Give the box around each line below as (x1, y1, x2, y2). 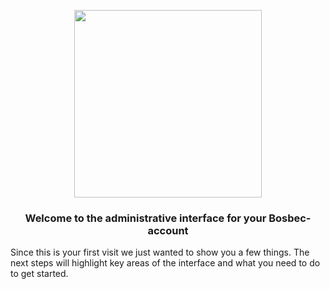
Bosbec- (268, 211, 312, 225)
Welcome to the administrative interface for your (24, 211, 267, 225)
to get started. (10, 268, 69, 280)
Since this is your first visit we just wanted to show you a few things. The (10, 246, 310, 259)
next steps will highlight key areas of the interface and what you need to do (10, 257, 321, 269)
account (147, 223, 189, 237)
